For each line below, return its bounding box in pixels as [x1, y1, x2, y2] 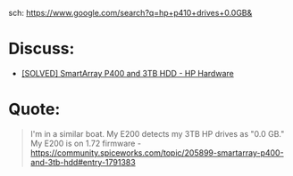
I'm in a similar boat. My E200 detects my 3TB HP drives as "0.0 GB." [29, 128, 285, 139]
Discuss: [8, 39, 75, 59]
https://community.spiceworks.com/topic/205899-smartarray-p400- [29, 147, 284, 158]
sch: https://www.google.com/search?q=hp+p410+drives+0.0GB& [8, 8, 253, 18]
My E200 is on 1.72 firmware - [29, 138, 142, 148]
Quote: [8, 100, 61, 119]
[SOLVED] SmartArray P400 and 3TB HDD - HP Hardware [21, 68, 234, 78]
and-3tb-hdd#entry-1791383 [29, 156, 136, 167]
